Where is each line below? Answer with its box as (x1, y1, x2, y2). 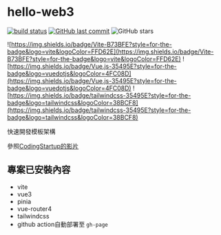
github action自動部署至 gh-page (17, 220, 108, 228)
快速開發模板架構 (7, 127, 56, 135)
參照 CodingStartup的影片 (7, 142, 79, 150)
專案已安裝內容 (7, 164, 71, 176)
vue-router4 (17, 204, 52, 213)
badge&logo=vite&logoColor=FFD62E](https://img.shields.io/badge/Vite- (7, 47, 214, 56)
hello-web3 (7, 4, 74, 20)
